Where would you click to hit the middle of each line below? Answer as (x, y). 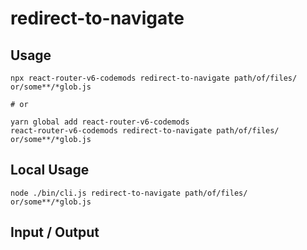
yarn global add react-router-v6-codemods (100, 122)
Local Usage (50, 170)
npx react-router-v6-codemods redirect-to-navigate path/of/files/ (154, 78)
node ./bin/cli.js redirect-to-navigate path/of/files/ (129, 193)
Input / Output (55, 232)
